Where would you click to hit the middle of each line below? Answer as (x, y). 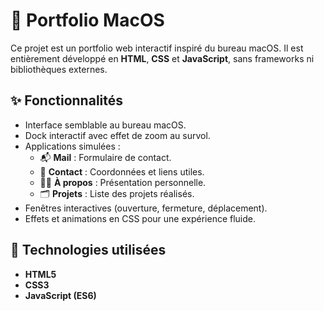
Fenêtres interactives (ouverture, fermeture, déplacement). (146, 208)
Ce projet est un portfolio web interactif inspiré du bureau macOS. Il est (157, 48)
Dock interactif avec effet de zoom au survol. (117, 135)
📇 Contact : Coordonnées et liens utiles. (122, 171)
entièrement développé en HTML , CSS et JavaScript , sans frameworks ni (162, 58)
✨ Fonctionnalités (67, 100)
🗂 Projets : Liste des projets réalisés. (117, 193)
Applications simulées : (72, 146)
